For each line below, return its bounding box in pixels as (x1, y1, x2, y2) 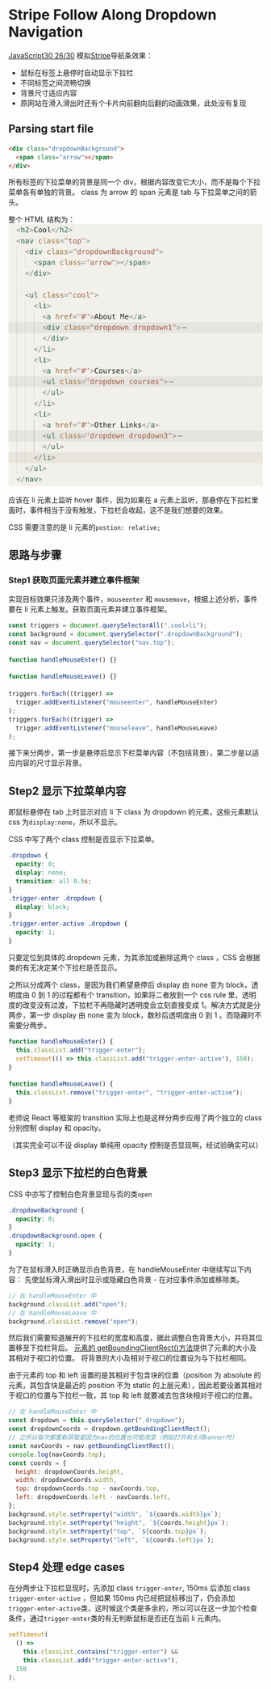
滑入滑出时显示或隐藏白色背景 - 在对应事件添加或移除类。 (52, 1274, 244, 1284)
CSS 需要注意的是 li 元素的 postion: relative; (8, 522, 161, 531)
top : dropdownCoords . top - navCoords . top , (15, 1484, 161, 1493)
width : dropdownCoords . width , (15, 1476, 117, 1484)
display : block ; (15, 903, 70, 911)
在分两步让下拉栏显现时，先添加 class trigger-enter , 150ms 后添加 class (8, 1583, 251, 1593)
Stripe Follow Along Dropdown (8, 6, 217, 24)
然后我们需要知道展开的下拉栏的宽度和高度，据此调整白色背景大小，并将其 (8, 1333, 256, 1343)
